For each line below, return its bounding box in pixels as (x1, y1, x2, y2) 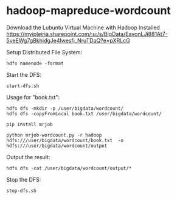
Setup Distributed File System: (6, 48, 83, 55)
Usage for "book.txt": (6, 93, 60, 101)
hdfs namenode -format (6, 60, 64, 66)
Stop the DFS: (6, 176, 41, 183)
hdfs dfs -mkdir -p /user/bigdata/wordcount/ (6, 105, 123, 112)
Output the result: (6, 153, 50, 160)
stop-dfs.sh (6, 187, 36, 194)
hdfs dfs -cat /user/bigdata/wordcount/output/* (6, 165, 132, 171)
